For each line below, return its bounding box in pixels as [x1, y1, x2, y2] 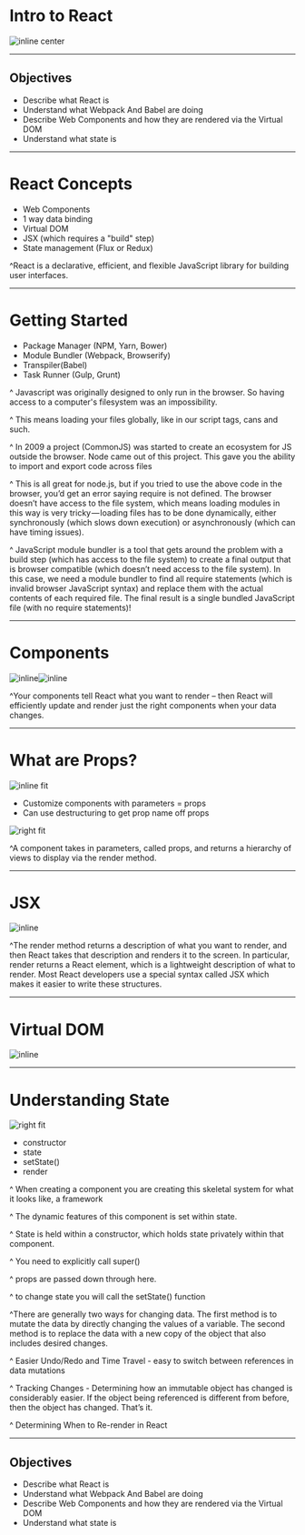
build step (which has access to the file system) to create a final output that [9, 554, 291, 565]
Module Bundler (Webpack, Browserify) [22, 349, 171, 360]
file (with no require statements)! [9, 602, 132, 613]
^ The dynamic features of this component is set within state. [9, 1211, 238, 1222]
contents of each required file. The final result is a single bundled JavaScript [9, 592, 295, 603]
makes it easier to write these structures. [9, 978, 162, 989]
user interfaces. [9, 269, 69, 280]
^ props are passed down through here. [9, 1274, 157, 1285]
